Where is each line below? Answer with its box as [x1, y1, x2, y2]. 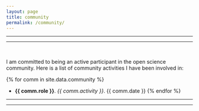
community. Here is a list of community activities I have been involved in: [6, 64, 184, 71]
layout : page [6, 8, 38, 15]
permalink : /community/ [6, 19, 65, 25]
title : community [6, 14, 49, 20]
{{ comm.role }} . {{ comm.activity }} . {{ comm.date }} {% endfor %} [14, 87, 181, 94]
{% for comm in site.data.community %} [6, 76, 105, 83]
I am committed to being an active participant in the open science [6, 58, 166, 66]
